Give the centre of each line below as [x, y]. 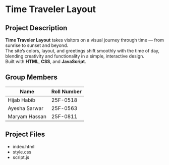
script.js [21, 157]
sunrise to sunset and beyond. [37, 45]
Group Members [32, 77]
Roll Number [67, 91]
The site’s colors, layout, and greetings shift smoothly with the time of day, [82, 51]
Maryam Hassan [27, 116]
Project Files [25, 134]
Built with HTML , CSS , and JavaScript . [46, 61]
